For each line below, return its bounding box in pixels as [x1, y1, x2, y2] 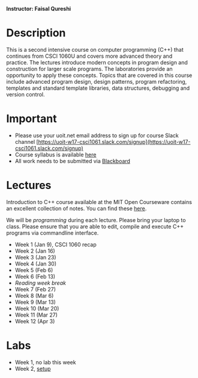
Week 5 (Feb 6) [14, 266, 53, 273]
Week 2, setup [14, 365, 51, 372]
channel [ [14, 138, 39, 145]
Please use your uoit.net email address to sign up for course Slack [14, 132, 179, 139]
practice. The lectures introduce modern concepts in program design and [6, 58, 188, 66]
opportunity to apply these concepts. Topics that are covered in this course [6, 72, 193, 79]
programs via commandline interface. [6, 229, 99, 237]
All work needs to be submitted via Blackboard [14, 157, 131, 164]
